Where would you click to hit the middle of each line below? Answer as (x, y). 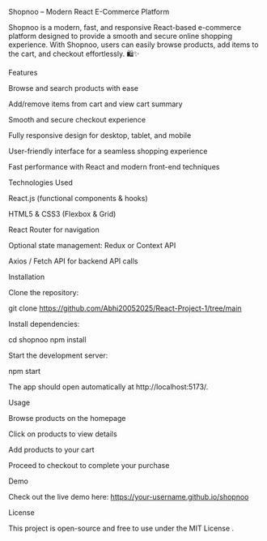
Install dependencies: (44, 324)
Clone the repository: (44, 292)
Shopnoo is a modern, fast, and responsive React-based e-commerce (125, 27)
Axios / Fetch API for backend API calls (73, 261)
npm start (25, 371)
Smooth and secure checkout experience (77, 120)
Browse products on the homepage (67, 418)
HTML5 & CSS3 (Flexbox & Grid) (62, 214)
